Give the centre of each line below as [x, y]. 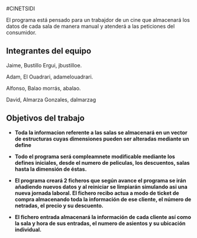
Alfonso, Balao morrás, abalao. [43, 88]
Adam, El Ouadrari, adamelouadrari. [50, 77]
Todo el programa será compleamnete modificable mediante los [95, 157]
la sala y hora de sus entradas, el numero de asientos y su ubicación [100, 223]
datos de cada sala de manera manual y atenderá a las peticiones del [91, 26]
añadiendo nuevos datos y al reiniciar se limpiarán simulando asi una [101, 187]
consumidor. [21, 32]
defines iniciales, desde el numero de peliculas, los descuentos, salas [102, 162]
